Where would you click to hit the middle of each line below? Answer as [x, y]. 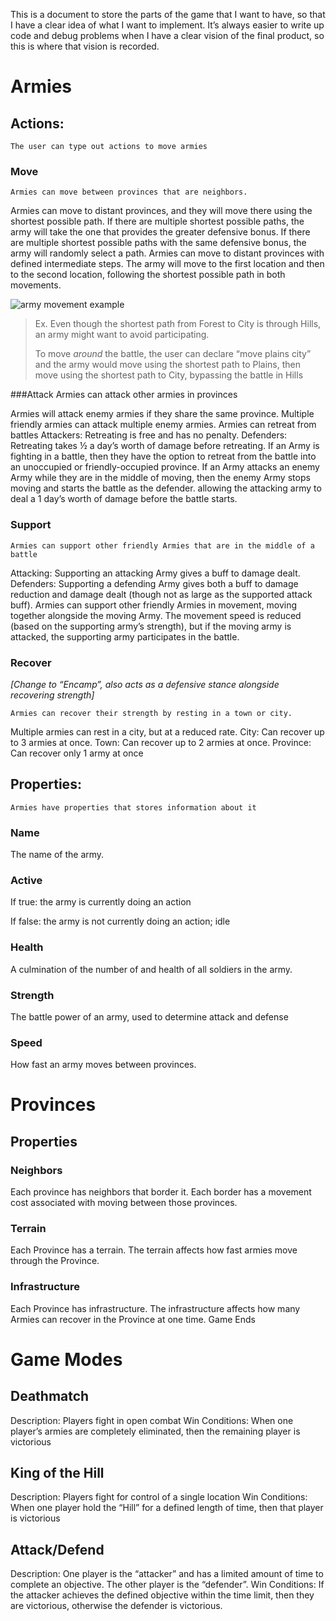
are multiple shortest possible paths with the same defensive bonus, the [158, 243]
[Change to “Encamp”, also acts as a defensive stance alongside [145, 684]
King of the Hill [57, 1473]
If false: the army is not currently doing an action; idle [120, 921]
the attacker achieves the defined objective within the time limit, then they [162, 1595]
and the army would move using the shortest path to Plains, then [167, 365]
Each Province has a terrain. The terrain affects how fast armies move [154, 1250]
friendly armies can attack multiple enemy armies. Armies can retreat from [163, 425]
